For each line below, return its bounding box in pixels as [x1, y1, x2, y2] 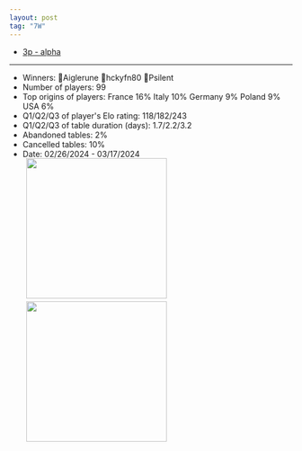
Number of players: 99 [22, 82, 106, 93]
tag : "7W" [9, 22, 47, 31]
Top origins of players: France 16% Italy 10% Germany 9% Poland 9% [22, 91, 281, 102]
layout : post [9, 13, 58, 22]
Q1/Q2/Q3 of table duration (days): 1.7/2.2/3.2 [22, 119, 192, 130]
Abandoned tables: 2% [22, 129, 108, 140]
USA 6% [22, 101, 55, 111]
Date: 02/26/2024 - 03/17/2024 [22, 148, 140, 159]
